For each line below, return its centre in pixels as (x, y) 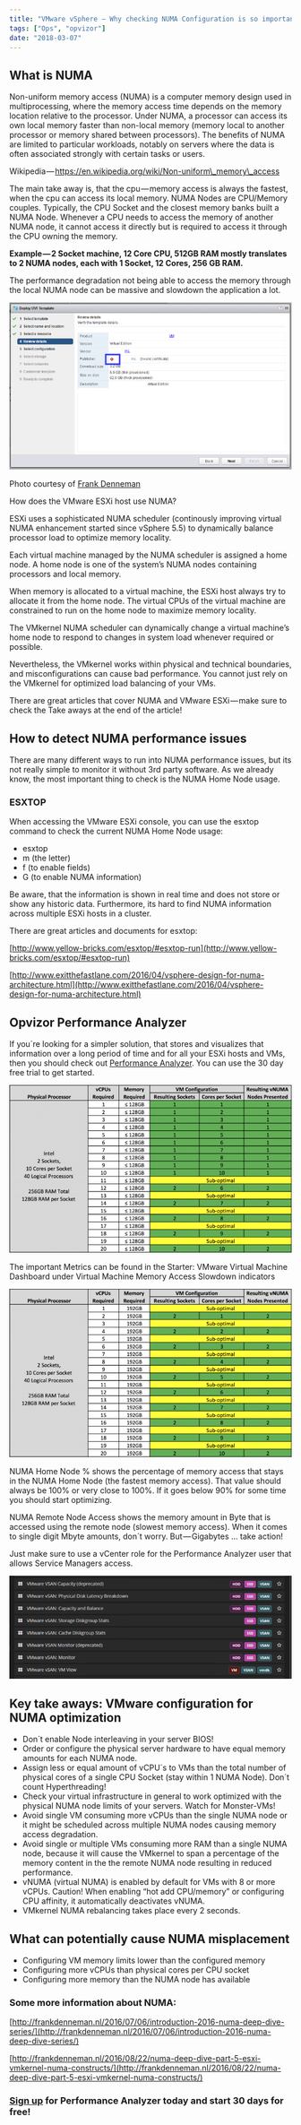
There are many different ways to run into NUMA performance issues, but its (150, 760)
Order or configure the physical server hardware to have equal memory (154, 1749)
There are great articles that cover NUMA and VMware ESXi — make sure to (148, 701)
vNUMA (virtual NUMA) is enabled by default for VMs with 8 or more (149, 1882)
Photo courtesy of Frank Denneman (75, 484)
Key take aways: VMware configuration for (131, 1703)
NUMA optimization (65, 1718)
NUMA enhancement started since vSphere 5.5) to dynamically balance (142, 528)
